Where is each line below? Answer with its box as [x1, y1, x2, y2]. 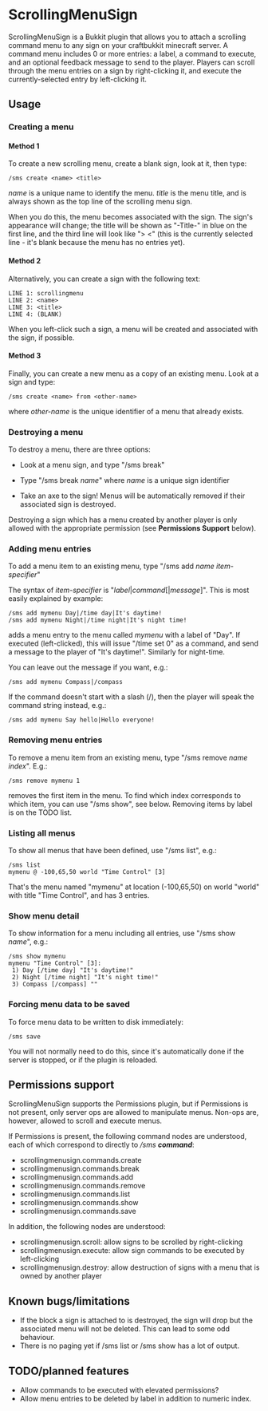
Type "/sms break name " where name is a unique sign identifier [19, 476, 230, 485]
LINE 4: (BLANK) [8, 310, 62, 318]
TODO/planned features [8, 1364, 130, 1377]
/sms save [8, 1032, 41, 1041]
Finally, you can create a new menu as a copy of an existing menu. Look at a [8, 369, 259, 378]
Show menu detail [8, 910, 80, 921]
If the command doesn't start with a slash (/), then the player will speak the [8, 692, 254, 702]
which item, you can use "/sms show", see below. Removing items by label [8, 799, 253, 808]
